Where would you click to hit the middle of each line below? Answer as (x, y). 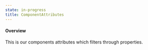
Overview (16, 31)
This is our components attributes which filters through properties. (74, 42)
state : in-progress (26, 10)
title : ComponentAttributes (35, 15)
